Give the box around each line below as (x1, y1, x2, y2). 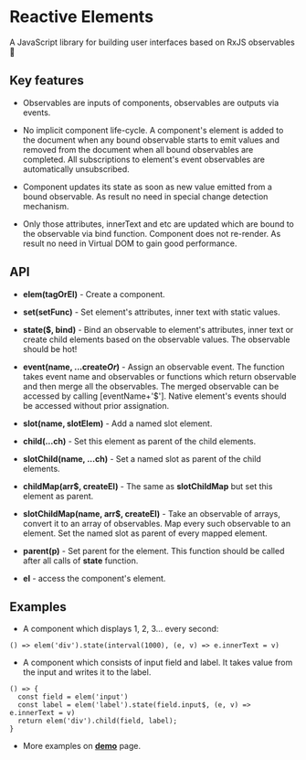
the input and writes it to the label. (22, 667, 152, 678)
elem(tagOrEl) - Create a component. (22, 288, 166, 299)
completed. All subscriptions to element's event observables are (22, 154, 265, 165)
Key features (9, 73, 84, 89)
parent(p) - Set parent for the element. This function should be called (22, 545, 285, 556)
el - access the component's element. (22, 573, 166, 583)
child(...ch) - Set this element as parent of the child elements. (22, 435, 257, 446)
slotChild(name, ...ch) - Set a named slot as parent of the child (22, 453, 262, 464)
